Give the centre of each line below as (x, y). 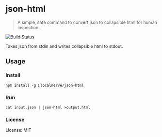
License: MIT (18, 130)
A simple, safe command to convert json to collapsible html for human (87, 22)
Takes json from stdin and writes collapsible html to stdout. (64, 46)
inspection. (29, 27)
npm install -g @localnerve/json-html (45, 85)
